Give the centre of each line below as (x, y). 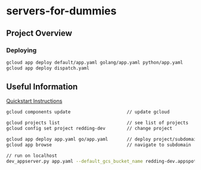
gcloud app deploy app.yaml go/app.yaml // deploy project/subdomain (103, 139)
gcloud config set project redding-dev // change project (89, 129)
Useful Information (42, 87)
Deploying (22, 50)
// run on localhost (32, 156)
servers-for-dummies (61, 11)
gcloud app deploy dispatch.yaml (48, 68)
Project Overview (39, 33)
